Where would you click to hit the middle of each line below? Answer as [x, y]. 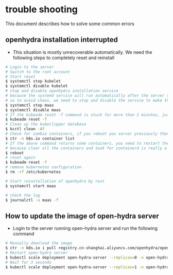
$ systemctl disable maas [33, 110]
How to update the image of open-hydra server [82, 216]
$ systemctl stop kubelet [33, 81]
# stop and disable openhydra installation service [62, 91]
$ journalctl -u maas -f [32, 200]
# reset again [21, 158]
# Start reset [21, 76]
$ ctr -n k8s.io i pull [31, 248]
